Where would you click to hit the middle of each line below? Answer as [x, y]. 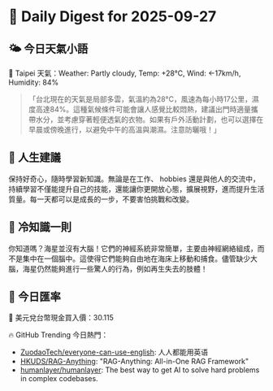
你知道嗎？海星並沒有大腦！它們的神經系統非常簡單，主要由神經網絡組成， [133, 248]
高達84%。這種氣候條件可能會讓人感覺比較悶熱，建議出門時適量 [143, 109]
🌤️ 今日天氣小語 [48, 48]
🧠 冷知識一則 [40, 227]
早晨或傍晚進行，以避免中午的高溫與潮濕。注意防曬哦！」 [124, 130]
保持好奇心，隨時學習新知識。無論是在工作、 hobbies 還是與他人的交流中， [134, 179]
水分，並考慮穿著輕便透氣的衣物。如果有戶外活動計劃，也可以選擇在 [149, 119]
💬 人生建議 [35, 158]
